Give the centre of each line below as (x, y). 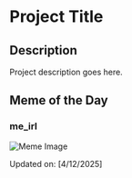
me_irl (24, 126)
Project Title (56, 17)
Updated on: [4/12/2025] (56, 163)
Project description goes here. (66, 72)
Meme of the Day (59, 100)
